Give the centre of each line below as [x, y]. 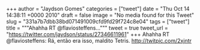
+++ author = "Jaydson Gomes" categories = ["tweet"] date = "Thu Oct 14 [98, 9]
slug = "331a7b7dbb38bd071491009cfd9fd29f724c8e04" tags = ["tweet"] [98, 21]
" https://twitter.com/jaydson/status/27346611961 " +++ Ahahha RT [88, 34]
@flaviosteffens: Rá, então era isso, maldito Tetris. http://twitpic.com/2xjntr [99, 41]
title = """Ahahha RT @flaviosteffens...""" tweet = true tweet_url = [87, 28]
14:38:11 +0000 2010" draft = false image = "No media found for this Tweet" [100, 15]
